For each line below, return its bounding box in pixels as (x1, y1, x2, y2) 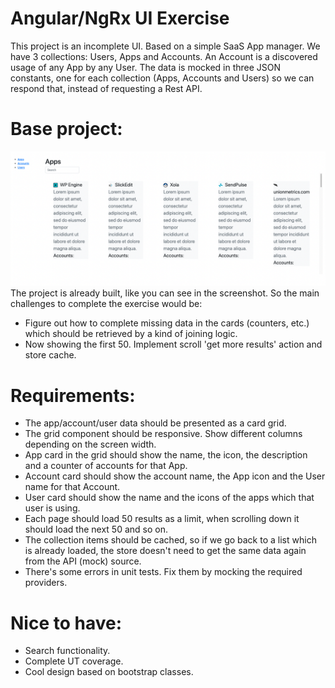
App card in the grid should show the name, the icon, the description (24, 449, 308, 461)
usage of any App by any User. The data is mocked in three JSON (10, 61, 282, 73)
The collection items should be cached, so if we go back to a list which (24, 534, 317, 546)
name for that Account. (24, 481, 121, 493)
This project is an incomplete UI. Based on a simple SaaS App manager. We (10, 40, 321, 52)
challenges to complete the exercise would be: (10, 298, 203, 310)
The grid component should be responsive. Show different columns (24, 428, 303, 440)
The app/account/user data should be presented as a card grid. (24, 417, 287, 429)
